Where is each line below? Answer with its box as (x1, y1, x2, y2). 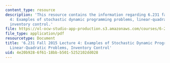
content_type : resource (5, 7, 56, 13)
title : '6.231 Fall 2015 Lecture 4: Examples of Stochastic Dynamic (5, 41, 153, 46)
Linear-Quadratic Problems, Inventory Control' (10, 45, 112, 50)
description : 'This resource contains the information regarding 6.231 (5, 12, 159, 17)
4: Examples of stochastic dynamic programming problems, (10, 17, 135, 22)
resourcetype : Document (5, 36, 56, 41)
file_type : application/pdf (5, 31, 65, 36)
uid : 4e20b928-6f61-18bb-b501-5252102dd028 (5, 50, 99, 55)
